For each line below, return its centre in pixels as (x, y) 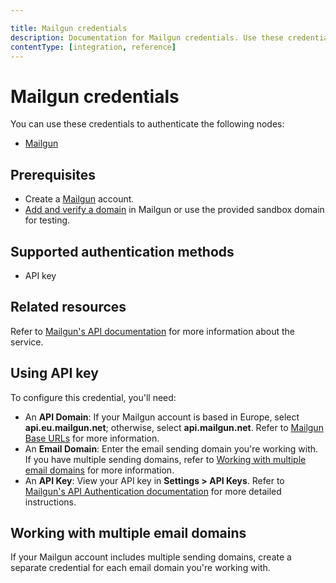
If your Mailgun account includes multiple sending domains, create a (151, 557)
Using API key (54, 373)
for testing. (47, 220)
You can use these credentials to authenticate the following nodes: (147, 124)
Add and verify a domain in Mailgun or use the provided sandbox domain (174, 210)
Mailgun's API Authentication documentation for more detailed (153, 491)
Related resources (68, 307)
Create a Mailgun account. (79, 199)
